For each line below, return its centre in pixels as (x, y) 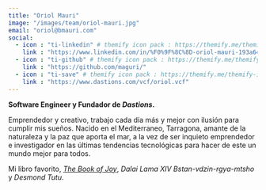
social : (21, 38)
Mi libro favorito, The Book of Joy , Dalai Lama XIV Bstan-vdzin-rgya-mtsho (131, 169)
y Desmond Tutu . (36, 177)
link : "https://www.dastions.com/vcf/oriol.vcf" (106, 82)
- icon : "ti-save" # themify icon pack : (86, 74)
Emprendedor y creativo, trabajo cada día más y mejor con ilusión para (124, 120)
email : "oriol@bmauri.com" (53, 30)
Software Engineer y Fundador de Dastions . (82, 104)
